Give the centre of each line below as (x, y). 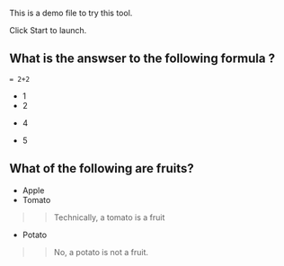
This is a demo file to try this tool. (71, 13)
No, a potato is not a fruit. (101, 252)
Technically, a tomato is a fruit (109, 217)
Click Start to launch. (48, 30)
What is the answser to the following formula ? (142, 59)
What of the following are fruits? (102, 168)
